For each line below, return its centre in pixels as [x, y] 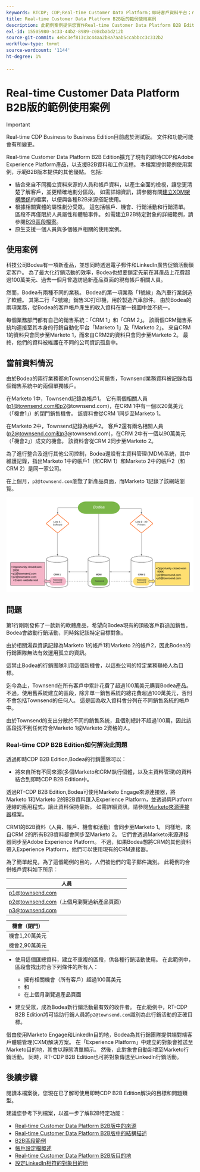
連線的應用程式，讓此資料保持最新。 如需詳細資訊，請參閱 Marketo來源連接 [98, 806]
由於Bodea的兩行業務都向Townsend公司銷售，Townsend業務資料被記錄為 [97, 379]
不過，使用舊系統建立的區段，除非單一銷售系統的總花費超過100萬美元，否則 [99, 693]
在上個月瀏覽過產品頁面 [52, 995]
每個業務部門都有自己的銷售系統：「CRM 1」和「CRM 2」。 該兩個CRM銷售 [97, 320]
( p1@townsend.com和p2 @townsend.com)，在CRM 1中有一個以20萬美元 [95, 406]
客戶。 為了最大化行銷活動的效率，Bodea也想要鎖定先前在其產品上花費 [98, 272]
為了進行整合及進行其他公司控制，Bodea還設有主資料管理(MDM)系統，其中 [98, 454]
